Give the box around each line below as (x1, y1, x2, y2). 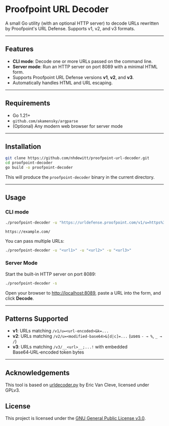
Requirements (5, 99, 50, 108)
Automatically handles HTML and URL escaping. (12, 80, 113, 86)
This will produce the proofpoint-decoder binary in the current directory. (5, 174, 155, 180)
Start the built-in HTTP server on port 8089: (5, 271, 97, 277)
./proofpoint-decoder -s (5, 280, 57, 286)
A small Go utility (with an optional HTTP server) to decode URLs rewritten (5, 20, 159, 26)
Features (5, 45, 34, 53)
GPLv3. (5, 387, 20, 393)
